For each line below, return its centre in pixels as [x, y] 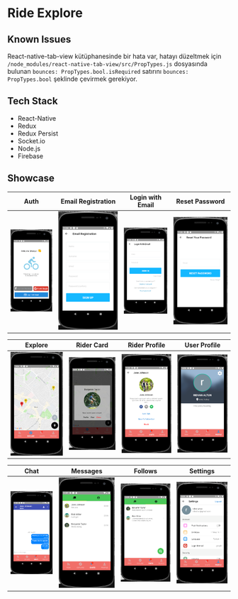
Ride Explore [45, 13]
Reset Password [200, 201]
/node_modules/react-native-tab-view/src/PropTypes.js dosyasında [107, 64]
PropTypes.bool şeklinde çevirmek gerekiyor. [73, 79]
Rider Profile [147, 345]
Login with [146, 197]
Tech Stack [33, 101]
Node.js [29, 148]
